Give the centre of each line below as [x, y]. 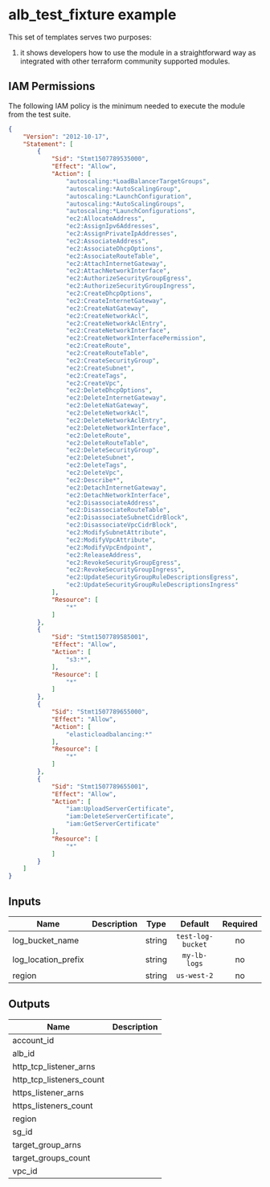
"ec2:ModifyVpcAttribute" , [111, 540]
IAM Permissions [52, 86]
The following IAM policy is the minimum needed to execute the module [127, 105]
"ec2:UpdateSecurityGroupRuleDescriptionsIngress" [152, 585]
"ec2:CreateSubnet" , [100, 368]
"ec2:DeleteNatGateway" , [107, 406]
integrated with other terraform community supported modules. [125, 61]
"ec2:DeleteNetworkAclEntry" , [116, 420]
